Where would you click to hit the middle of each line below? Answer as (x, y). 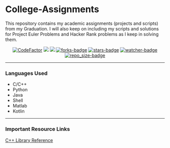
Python (20, 90)
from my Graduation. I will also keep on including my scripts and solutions (82, 28)
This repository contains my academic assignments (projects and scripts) (82, 23)
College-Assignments (52, 9)
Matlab (20, 106)
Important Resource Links (38, 129)
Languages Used (27, 73)
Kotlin (18, 111)
